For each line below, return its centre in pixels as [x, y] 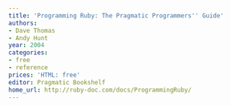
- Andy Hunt [28, 38]
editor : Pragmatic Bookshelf [57, 82]
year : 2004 [26, 45]
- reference [28, 68]
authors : [23, 23]
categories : [28, 53]
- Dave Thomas [32, 30]
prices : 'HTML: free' [45, 75]
